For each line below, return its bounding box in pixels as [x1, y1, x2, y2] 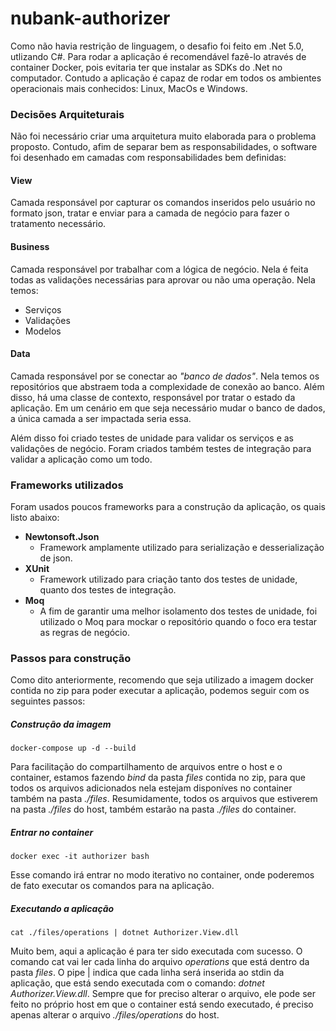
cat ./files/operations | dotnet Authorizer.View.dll [10, 928, 240, 938]
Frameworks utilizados [10, 478, 124, 492]
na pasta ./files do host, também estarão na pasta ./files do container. [10, 803, 297, 816]
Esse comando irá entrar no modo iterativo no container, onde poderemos [10, 869, 315, 881]
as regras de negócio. [39, 627, 130, 639]
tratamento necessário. [10, 218, 107, 230]
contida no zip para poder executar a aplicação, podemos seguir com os [10, 685, 310, 697]
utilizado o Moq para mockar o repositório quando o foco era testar [39, 616, 318, 628]
